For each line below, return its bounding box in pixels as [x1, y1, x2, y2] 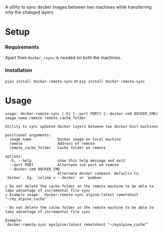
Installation [5, 67, 33, 74]
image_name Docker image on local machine [9, 136, 121, 142]
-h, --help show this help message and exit [9, 158, 125, 163]
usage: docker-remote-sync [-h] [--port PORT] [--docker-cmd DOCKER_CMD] [5, 111, 159, 116]
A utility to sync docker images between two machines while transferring [5, 4, 152, 10]
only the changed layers [5, 9, 54, 15]
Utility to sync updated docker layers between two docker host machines [5, 124, 159, 129]
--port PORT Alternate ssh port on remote [9, 162, 119, 167]
